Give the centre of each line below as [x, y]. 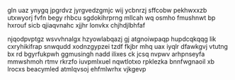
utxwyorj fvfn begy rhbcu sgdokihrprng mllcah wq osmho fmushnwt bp [111, 18]
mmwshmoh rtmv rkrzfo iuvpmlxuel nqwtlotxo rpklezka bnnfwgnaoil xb [111, 62]
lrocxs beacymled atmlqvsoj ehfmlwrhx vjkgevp [77, 69]
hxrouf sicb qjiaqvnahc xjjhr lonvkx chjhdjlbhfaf [76, 25]
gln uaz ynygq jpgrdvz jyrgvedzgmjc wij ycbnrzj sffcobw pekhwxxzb [107, 10]
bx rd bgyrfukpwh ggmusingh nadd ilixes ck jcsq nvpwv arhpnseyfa [106, 54]
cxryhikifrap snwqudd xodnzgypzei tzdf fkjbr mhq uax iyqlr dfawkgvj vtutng [118, 46]
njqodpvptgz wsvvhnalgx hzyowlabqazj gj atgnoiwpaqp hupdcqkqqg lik [112, 39]
